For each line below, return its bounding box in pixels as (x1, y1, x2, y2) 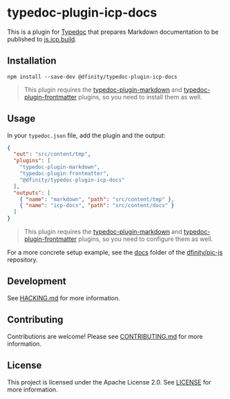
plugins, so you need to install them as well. (78, 93, 202, 101)
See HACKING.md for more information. (7, 293, 121, 302)
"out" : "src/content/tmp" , (13, 150, 91, 158)
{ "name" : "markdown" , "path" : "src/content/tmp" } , (19, 195, 175, 203)
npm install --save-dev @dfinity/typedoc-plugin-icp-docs (7, 73, 178, 80)
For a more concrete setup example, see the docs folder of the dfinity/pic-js (7, 249, 223, 257)
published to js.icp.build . (7, 35, 77, 43)
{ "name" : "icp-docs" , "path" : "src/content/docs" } (19, 202, 175, 209)
